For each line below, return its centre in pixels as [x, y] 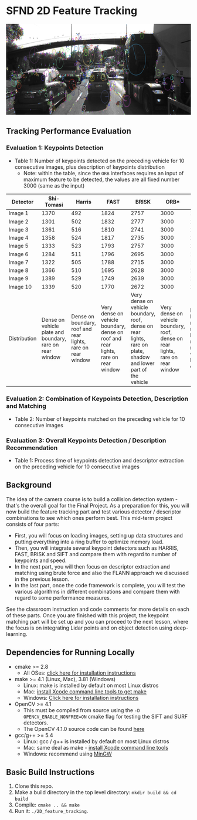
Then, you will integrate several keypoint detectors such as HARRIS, [96, 548]
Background [29, 485]
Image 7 [18, 262]
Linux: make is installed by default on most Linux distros [91, 685]
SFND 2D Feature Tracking [72, 11]
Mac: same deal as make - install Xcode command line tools [96, 747]
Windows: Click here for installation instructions [81, 697]
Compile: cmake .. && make [47, 805]
